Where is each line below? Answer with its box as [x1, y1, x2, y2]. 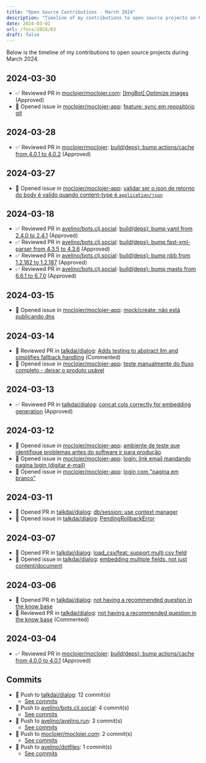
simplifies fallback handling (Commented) [15, 354, 121, 361]
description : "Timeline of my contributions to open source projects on [6, 15, 196, 21]
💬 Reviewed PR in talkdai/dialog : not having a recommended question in [15, 609, 197, 617]
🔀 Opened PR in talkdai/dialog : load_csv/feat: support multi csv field [15, 549, 187, 557]
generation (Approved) [15, 407, 74, 415]
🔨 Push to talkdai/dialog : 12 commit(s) [15, 691, 111, 698]
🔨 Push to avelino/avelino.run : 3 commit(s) [15, 717, 123, 724]
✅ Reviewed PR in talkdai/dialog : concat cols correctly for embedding [15, 401, 191, 408]
